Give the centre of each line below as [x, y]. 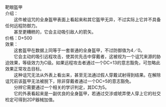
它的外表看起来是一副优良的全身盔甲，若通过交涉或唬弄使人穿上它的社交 [87, 93]
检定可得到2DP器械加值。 [31, 100]
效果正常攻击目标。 [25, 69]
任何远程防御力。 [22, 26]
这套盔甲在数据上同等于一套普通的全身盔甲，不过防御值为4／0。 [79, 50]
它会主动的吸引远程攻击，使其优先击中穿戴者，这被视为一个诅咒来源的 [85, 56]
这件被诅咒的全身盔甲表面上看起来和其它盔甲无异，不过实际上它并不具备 [87, 19]
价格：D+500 [19, 38]
